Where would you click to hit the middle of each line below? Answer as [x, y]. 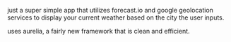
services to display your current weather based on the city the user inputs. [116, 17]
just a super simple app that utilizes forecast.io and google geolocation [111, 10]
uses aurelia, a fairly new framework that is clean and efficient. [99, 31]
